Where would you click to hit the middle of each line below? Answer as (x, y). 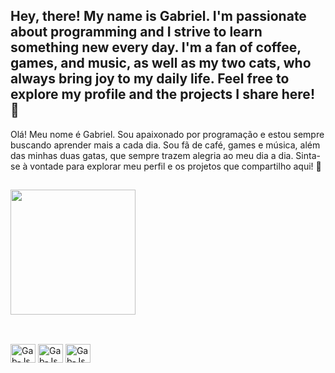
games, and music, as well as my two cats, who (161, 63)
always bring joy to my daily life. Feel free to (150, 79)
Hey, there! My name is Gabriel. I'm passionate (158, 16)
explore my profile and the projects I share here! (162, 94)
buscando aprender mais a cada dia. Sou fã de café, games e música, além (165, 145)
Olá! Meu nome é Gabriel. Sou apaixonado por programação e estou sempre (167, 134)
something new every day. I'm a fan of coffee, (156, 47)
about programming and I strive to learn (136, 32)
